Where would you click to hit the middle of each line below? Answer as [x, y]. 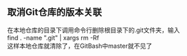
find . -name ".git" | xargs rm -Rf [53, 38]
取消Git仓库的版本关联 [55, 12]
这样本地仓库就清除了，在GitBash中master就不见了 [80, 46]
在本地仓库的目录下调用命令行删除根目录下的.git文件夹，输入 [93, 30]
